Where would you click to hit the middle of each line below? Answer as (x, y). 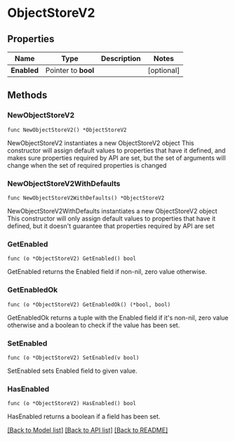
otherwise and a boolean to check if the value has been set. (94, 325)
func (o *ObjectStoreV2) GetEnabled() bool (72, 259)
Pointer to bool (70, 70)
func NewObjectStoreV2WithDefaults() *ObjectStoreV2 (86, 198)
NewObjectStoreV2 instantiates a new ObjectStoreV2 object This (101, 143)
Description (121, 59)
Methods (27, 95)
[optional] (164, 70)
